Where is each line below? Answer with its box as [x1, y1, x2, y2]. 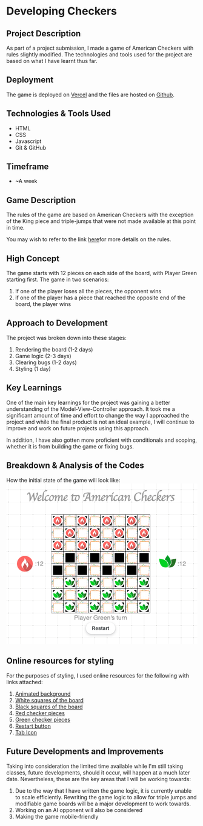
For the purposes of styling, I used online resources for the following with [6, 671, 190, 679]
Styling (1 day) [15, 365, 52, 372]
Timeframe [6, 162, 49, 172]
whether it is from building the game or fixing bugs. [6, 442, 135, 450]
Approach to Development [6, 318, 108, 328]
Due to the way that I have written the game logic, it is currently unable [15, 787, 192, 794]
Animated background [15, 690, 71, 698]
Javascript [15, 138, 42, 145]
